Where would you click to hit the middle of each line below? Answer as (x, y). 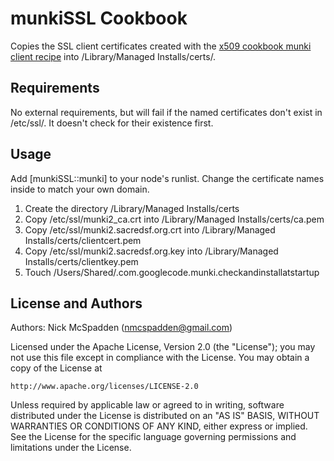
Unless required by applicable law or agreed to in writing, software (147, 405)
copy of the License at (56, 368)
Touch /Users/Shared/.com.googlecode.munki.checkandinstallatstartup (172, 272)
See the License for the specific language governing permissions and (153, 437)
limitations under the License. (71, 448)
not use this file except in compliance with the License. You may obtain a (160, 358)
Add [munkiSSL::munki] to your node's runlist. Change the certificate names (167, 178)
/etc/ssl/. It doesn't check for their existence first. (112, 123)
